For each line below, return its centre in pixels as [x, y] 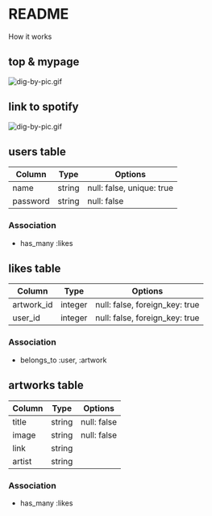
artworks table [46, 385]
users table [37, 152]
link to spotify [44, 107]
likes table [35, 269]
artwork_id [33, 305]
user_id [26, 318]
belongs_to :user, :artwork [63, 360]
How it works [30, 36]
